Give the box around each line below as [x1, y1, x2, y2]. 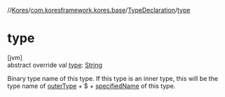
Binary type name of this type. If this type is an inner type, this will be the [7, 74, 219, 82]
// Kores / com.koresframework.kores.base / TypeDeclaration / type [7, 6, 191, 14]
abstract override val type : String [7, 61, 103, 69]
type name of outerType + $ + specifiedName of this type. [7, 82, 176, 90]
